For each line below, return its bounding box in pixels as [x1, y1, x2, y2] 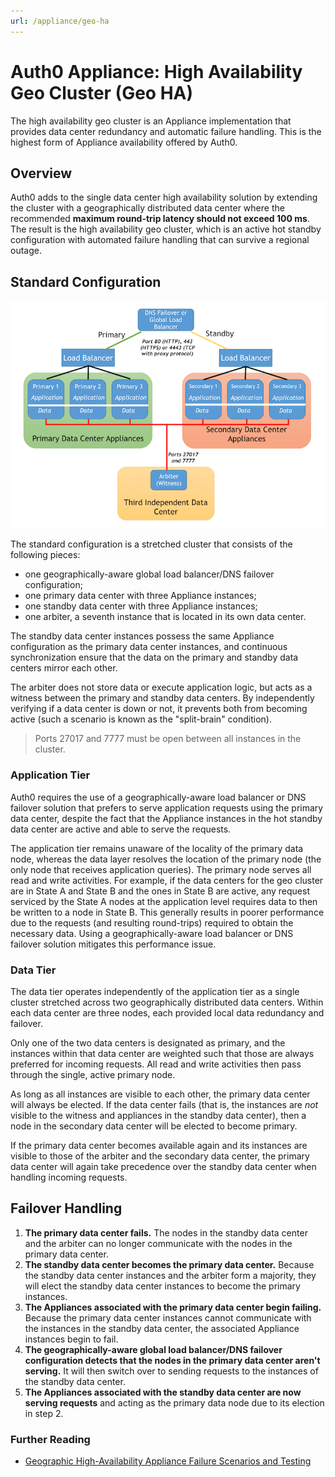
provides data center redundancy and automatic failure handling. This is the [10, 125, 322, 137]
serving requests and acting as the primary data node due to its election [24, 1396, 325, 1409]
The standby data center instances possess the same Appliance [10, 630, 275, 642]
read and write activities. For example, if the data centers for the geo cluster [10, 874, 324, 886]
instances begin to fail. [24, 1333, 119, 1345]
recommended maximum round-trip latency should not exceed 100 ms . [10, 213, 310, 225]
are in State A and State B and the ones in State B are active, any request [10, 885, 310, 897]
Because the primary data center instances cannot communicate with [24, 1311, 312, 1324]
